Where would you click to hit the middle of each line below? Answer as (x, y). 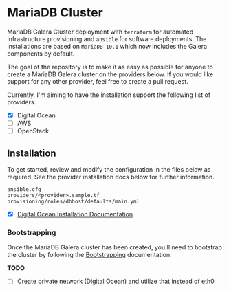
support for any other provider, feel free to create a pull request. (98, 81)
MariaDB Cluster (55, 13)
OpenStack (33, 131)
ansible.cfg (24, 189)
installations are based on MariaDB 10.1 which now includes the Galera (107, 46)
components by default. (41, 54)
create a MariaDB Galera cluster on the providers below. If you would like (110, 74)
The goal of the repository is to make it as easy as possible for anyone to (110, 67)
